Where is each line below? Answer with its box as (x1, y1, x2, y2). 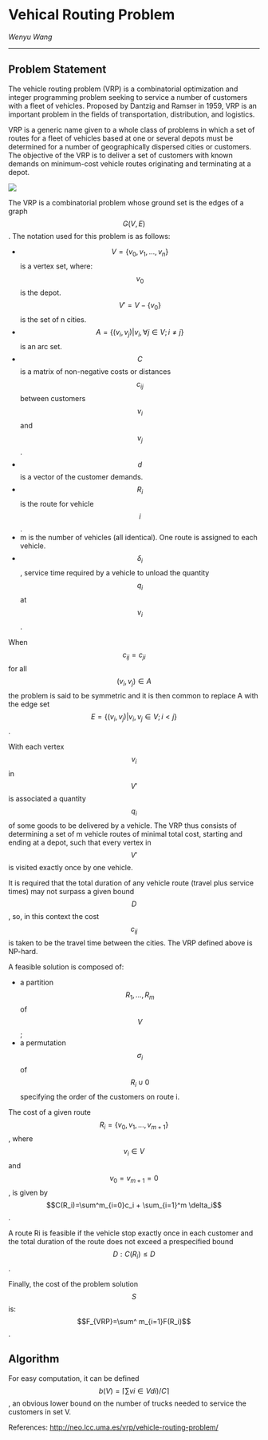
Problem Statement (8, 62, 107, 77)
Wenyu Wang (8, 32, 53, 42)
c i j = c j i (122, 650, 146, 661)
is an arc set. (19, 341, 62, 351)
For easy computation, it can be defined (8, 1373, 140, 1383)
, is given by (8, 1188, 48, 1198)
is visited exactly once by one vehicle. (8, 862, 133, 872)
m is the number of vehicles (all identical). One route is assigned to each (19, 533, 258, 543)
